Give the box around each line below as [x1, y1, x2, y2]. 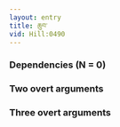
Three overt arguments [9, 107, 111, 119]
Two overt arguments [9, 83, 104, 95]
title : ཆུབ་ [9, 21, 48, 30]
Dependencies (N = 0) [9, 59, 107, 71]
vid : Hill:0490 [9, 29, 66, 38]
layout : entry [9, 12, 62, 22]
